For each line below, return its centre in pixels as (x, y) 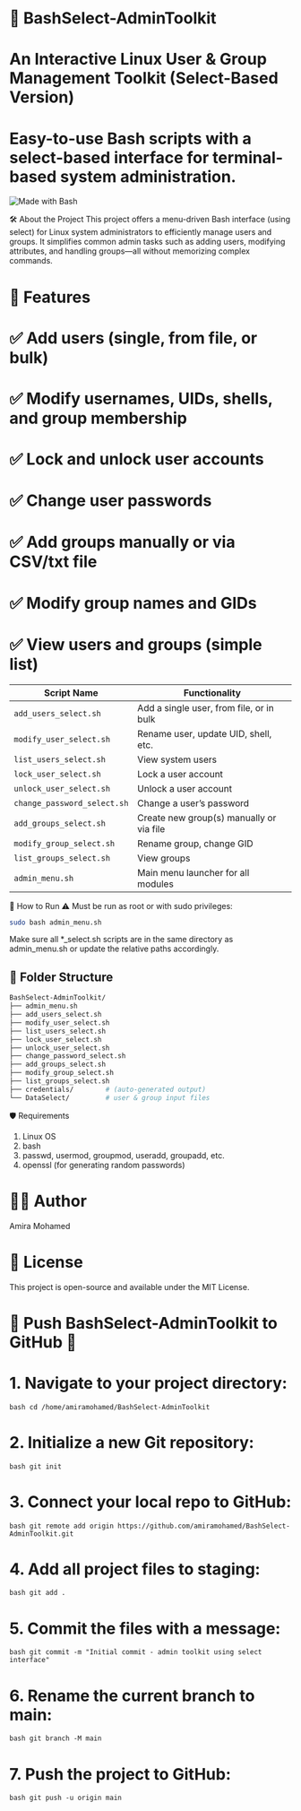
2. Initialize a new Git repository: (132, 1442)
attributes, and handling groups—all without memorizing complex (130, 251)
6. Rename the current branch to (132, 1696)
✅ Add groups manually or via (122, 542)
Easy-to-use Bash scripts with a (131, 139)
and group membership (99, 418)
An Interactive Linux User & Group (138, 60)
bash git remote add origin (62, 1526)
